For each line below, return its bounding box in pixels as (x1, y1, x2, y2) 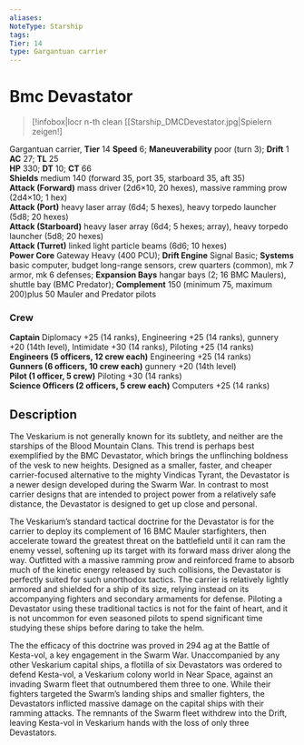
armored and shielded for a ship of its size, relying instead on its (9, 584, 250, 595)
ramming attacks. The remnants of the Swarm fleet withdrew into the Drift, (9, 708, 288, 719)
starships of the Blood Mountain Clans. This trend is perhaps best (9, 440, 255, 451)
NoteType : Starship (9, 22, 83, 31)
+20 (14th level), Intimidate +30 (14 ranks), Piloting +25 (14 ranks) (9, 342, 254, 353)
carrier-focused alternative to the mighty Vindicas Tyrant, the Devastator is (9, 469, 290, 480)
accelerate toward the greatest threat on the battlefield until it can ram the (9, 536, 286, 547)
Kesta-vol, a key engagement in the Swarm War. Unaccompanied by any (9, 649, 280, 660)
